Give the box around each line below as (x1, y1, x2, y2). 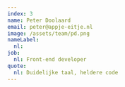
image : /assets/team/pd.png (7, 29, 90, 37)
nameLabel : (7, 36, 40, 43)
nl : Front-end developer (13, 56, 87, 63)
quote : (7, 62, 27, 69)
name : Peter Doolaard (7, 17, 71, 24)
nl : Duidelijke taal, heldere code (13, 69, 119, 76)
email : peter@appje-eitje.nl (7, 23, 93, 30)
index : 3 (7, 10, 33, 18)
